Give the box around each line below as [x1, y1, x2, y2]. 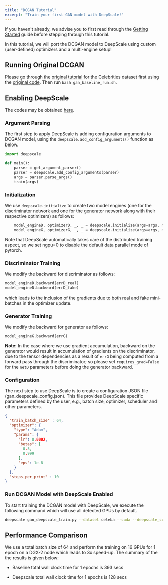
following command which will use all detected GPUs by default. [5, 507, 137, 513]
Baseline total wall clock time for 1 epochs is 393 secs [12, 565, 124, 571]
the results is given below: [5, 555, 59, 561]
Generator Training [5, 312, 52, 319]
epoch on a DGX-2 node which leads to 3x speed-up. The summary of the [5, 550, 158, 556]
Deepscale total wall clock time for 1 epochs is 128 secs [12, 574, 127, 580]
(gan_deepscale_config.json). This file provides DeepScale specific [5, 393, 143, 399]
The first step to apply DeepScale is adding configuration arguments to [5, 131, 151, 137]
